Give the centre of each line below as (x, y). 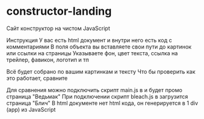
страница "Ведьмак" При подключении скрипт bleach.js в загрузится (97, 96)
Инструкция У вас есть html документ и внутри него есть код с (89, 40)
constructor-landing (59, 11)
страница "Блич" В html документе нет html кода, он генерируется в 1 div (102, 103)
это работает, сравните (37, 78)
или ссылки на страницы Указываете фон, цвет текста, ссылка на (92, 53)
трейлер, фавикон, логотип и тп (48, 60)
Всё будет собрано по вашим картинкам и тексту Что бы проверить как (101, 71)
